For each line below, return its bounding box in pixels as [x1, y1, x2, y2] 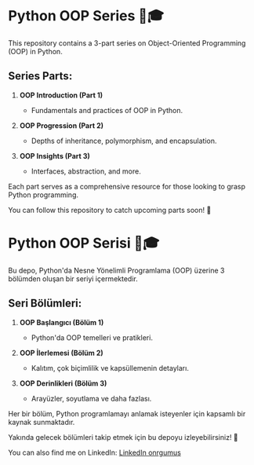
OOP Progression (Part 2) [19, 120, 104, 130]
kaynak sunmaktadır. [8, 417, 75, 427]
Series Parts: [8, 69, 73, 83]
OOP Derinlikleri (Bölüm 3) [19, 379, 107, 388]
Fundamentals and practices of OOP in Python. [31, 105, 183, 115]
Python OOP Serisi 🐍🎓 [8, 234, 160, 252]
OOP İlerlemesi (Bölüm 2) [19, 348, 103, 357]
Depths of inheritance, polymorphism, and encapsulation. [31, 136, 217, 145]
